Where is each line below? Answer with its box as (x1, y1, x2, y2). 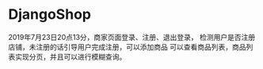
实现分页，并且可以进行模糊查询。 (14, 52, 127, 61)
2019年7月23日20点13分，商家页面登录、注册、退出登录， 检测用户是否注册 (8, 32, 256, 42)
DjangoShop (8, 5, 91, 24)
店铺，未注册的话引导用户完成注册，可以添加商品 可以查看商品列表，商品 (8, 42, 246, 52)
